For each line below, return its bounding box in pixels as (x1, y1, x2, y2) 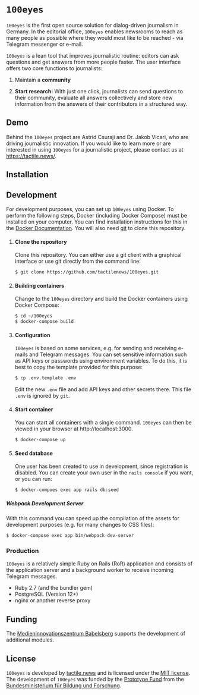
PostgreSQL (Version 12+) (14, 590, 78, 598)
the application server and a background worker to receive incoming (6, 567, 174, 574)
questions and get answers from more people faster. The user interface (6, 58, 181, 65)
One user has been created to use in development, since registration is (14, 463, 188, 470)
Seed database (14, 449, 53, 457)
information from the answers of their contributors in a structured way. (14, 100, 188, 108)
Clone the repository (14, 238, 67, 245)
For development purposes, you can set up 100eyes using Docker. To (6, 205, 174, 212)
